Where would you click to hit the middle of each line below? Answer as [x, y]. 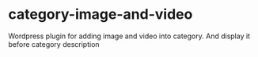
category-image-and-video [101, 14]
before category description [54, 44]
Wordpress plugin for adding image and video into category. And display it [129, 36]
